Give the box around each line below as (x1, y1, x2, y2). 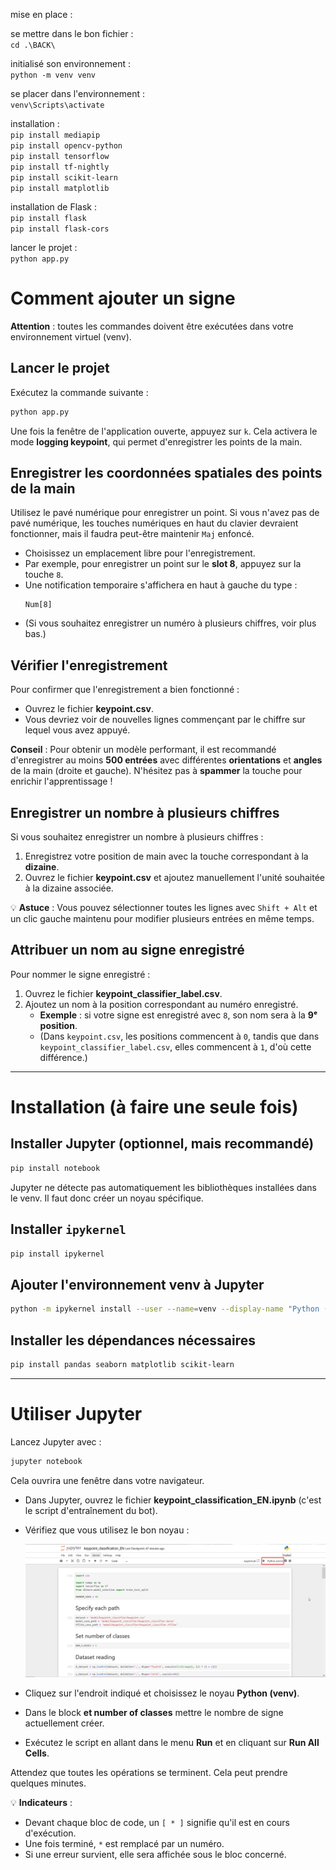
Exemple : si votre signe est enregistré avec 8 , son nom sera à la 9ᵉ (39, 1009, 318, 1021)
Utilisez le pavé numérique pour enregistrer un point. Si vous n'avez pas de (10, 507, 320, 519)
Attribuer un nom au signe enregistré (10, 942, 245, 959)
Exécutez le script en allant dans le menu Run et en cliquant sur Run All (24, 1737, 320, 1749)
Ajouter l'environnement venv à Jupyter (10, 1276, 265, 1293)
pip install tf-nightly (10, 162, 110, 172)
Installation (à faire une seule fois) (10, 1096, 299, 1119)
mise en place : (10, 9, 73, 20)
